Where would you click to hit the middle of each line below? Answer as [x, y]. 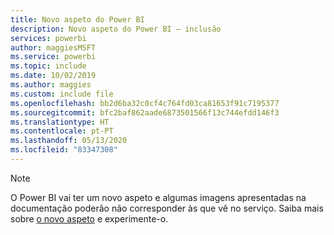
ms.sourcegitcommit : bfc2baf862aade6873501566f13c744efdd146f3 [145, 112]
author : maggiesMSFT [53, 47]
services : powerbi [48, 38]
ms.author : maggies [51, 85]
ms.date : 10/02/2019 [53, 76]
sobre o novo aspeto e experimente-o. [89, 218]
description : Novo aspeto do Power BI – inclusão [116, 29]
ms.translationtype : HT [60, 122]
